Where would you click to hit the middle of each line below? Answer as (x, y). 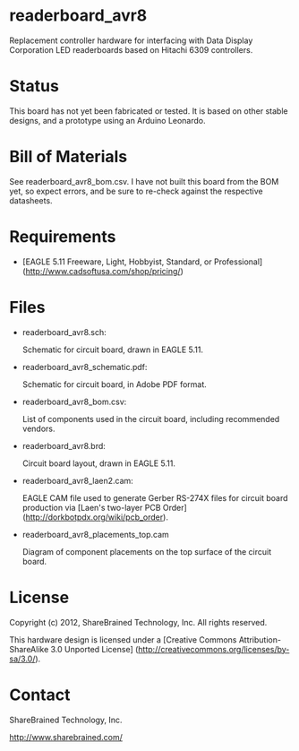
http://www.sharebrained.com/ (66, 737)
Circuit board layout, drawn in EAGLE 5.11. (99, 463)
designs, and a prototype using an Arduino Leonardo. (107, 120)
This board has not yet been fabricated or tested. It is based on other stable (149, 111)
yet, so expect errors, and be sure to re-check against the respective (136, 191)
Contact (40, 695)
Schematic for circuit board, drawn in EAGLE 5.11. (113, 350)
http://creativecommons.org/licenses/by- (214, 649)
